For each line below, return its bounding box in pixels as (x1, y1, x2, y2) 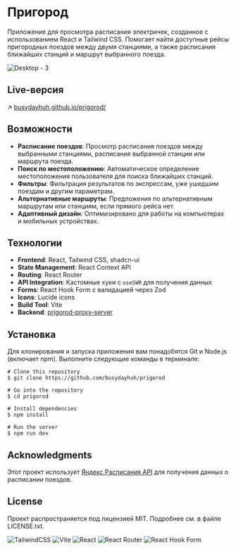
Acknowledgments (7, 449, 93, 461)
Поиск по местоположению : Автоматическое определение (17, 164, 199, 173)
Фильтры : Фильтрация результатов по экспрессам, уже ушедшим (17, 179, 219, 187)
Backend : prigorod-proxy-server (17, 308, 113, 317)
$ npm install (7, 411, 49, 419)
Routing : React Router (17, 270, 82, 279)
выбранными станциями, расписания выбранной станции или (17, 149, 206, 158)
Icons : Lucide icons (17, 293, 75, 301)
